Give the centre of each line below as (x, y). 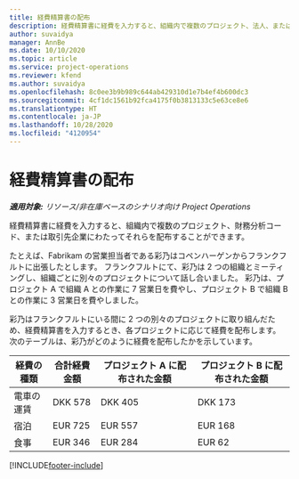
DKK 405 (120, 402)
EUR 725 (71, 426)
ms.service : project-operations (69, 68)
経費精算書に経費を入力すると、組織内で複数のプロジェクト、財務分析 (138, 225)
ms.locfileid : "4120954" (55, 134)
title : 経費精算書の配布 (50, 17)
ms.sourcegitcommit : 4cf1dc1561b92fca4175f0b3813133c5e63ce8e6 (129, 100)
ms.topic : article (43, 59)
